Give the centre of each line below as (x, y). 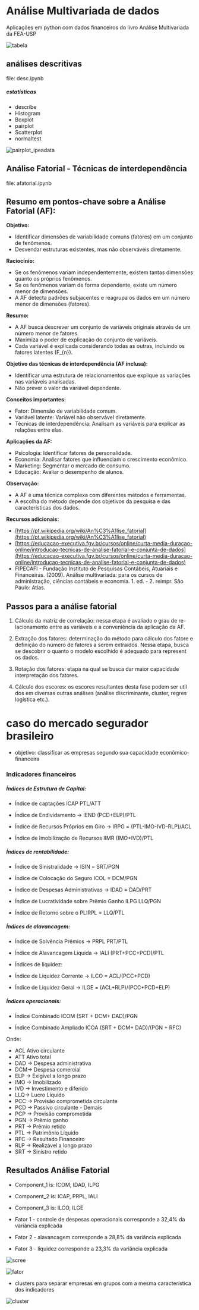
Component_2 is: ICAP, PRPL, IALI (56, 1196)
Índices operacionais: (34, 1001)
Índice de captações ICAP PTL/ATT (58, 803)
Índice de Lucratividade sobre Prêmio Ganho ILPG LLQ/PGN (88, 901)
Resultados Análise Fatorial (58, 1171)
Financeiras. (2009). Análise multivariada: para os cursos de (89, 575)
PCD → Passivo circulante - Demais (58, 1107)
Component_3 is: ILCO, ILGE (49, 1208)
